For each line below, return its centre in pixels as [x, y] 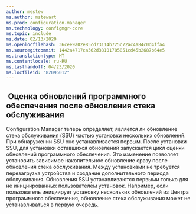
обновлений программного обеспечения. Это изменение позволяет [92, 154]
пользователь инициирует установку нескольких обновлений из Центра [97, 192]
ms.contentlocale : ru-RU [37, 61]
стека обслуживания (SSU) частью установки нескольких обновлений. [96, 135]
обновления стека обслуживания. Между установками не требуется [93, 167]
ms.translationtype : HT [35, 56]
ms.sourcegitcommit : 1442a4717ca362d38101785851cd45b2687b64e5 [86, 50]
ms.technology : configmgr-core [45, 28]
